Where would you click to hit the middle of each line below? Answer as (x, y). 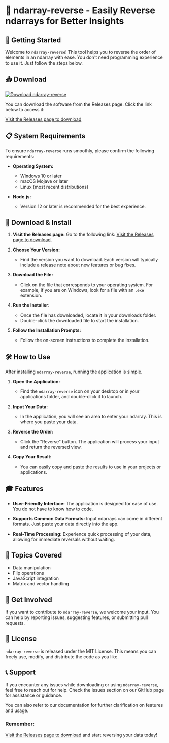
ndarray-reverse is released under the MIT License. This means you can (81, 651)
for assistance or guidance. (34, 695)
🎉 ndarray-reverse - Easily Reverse (80, 10)
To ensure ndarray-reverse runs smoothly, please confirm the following (80, 151)
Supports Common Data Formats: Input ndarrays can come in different (87, 519)
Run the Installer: (31, 305)
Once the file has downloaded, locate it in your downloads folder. (88, 315)
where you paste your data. (49, 422)
